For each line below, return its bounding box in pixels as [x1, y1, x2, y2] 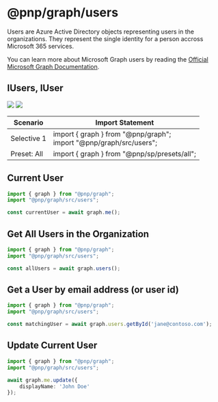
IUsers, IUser [7, 82, 64, 94]
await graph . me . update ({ [7, 377, 78, 384]
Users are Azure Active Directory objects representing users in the [7, 27, 195, 36]
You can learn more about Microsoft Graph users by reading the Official [7, 55, 208, 63]
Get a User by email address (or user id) [7, 284, 179, 296]
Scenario [13, 118, 44, 127]
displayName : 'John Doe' [19, 383, 90, 390]
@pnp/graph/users [7, 5, 118, 21]
